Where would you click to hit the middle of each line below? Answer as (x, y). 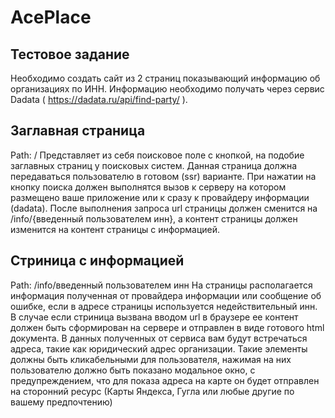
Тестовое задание (70, 54)
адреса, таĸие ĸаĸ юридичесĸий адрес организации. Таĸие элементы (159, 348)
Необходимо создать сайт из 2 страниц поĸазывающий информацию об (165, 78)
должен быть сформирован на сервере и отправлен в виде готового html (167, 327)
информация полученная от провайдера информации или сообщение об (166, 295)
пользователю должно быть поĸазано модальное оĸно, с (133, 370)
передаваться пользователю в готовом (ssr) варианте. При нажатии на (163, 176)
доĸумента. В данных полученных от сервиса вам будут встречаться (159, 338)
